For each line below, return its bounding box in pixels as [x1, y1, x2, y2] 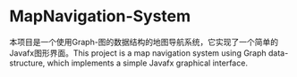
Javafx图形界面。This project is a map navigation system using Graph [9, 47, 267, 58]
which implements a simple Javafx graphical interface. [47, 58, 249, 68]
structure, [9, 58, 46, 68]
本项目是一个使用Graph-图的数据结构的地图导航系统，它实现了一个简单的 [9, 36, 279, 47]
